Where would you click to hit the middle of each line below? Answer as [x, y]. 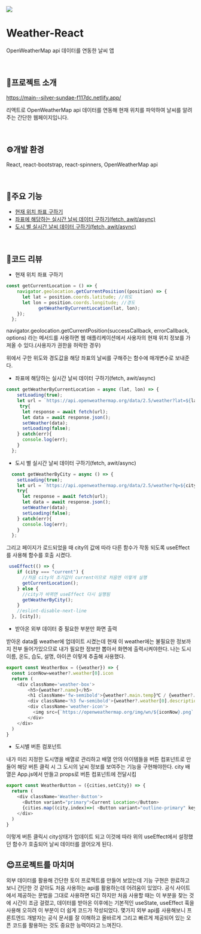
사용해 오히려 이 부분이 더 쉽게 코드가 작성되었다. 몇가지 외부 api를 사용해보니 [96, 910]
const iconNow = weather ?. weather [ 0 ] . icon [63, 673]
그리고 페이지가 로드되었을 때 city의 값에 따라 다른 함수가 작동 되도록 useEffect [98, 547]
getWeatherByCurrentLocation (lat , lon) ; [89, 308]
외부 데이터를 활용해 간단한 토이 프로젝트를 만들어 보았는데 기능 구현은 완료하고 [98, 880]
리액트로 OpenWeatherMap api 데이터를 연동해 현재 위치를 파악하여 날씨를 [94, 109]
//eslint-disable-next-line [52, 611]
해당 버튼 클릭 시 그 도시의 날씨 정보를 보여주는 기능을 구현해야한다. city [100, 767]
